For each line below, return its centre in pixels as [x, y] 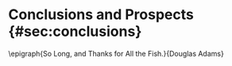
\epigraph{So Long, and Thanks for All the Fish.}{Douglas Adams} [116, 53]
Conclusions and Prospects [101, 15]
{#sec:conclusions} [75, 31]
